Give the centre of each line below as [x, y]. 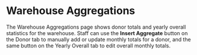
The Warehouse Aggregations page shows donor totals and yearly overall [96, 27]
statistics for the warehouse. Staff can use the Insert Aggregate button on [97, 33]
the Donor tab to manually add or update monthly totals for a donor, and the [99, 39]
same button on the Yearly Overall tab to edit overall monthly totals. [88, 46]
